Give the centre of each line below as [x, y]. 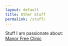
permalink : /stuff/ [25, 19]
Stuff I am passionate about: [34, 33]
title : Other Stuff [25, 14]
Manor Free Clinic [23, 38]
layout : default [22, 10]
